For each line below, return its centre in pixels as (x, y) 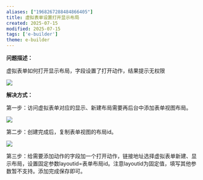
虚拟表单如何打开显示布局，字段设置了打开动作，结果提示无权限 (85, 71)
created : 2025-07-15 (32, 23)
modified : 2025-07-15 (34, 29)
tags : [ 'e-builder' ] (32, 34)
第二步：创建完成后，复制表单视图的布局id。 (61, 132)
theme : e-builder (28, 40)
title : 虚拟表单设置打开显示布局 (43, 18)
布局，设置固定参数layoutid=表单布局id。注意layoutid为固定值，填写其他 (101, 163)
